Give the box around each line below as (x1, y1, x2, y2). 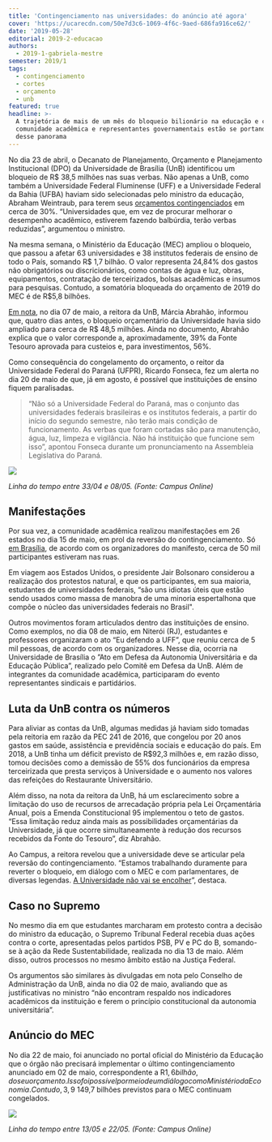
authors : (8, 42, 38, 50)
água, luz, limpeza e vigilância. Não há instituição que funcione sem (28, 433, 255, 443)
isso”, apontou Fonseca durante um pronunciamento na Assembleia (28, 441, 253, 451)
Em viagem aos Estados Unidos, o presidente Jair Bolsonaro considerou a (8, 568, 255, 577)
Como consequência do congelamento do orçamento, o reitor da (8, 357, 225, 367)
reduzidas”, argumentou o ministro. (8, 224, 125, 234)
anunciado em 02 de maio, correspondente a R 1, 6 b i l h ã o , (8, 1067, 198, 1077)
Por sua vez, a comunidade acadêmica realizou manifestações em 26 (8, 526, 240, 536)
